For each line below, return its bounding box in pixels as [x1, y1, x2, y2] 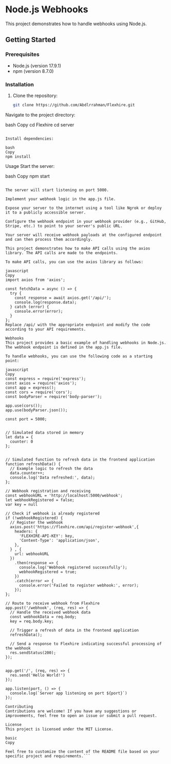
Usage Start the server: [5, 163, 55, 169]
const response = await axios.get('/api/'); [14, 295, 111, 300]
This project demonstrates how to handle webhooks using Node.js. [5, 21, 147, 27]
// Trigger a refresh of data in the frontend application [10, 627, 139, 633]
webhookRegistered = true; [18, 569, 77, 575]
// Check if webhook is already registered [5, 511, 100, 516]
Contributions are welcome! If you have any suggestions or [5, 709, 137, 714]
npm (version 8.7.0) [12, 68, 54, 74]
